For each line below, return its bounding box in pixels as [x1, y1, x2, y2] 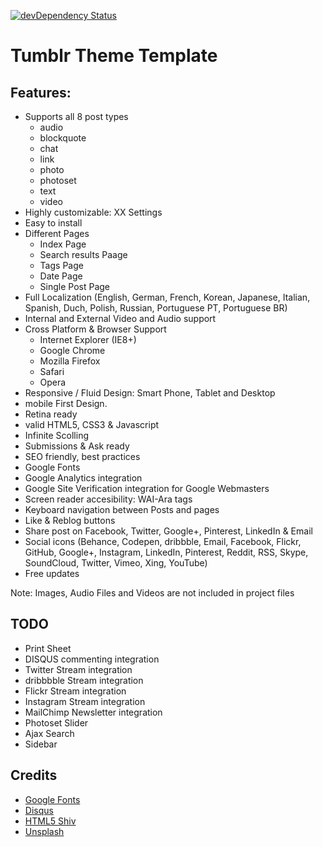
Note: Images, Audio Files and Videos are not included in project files [10, 587, 295, 599]
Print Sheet [24, 642, 72, 654]
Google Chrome [39, 345, 106, 356]
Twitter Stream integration [24, 663, 133, 675]
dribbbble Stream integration [24, 674, 144, 686]
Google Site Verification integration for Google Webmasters [24, 483, 270, 494]
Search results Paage [39, 249, 128, 260]
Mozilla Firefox [39, 355, 101, 367]
